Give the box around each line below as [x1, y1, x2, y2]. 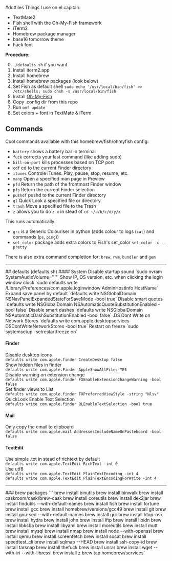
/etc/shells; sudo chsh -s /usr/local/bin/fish [12, 89, 116, 94]
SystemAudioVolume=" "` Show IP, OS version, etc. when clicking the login [5, 274, 163, 280]
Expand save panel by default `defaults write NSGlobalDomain [5, 290, 137, 296]
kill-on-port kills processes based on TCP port [12, 159, 114, 165]
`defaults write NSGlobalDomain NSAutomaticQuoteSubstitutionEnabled [5, 301, 157, 307]
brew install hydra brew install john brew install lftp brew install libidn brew [5, 517, 162, 523]
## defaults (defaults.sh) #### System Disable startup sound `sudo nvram [5, 268, 162, 275]
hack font [12, 42, 33, 48]
